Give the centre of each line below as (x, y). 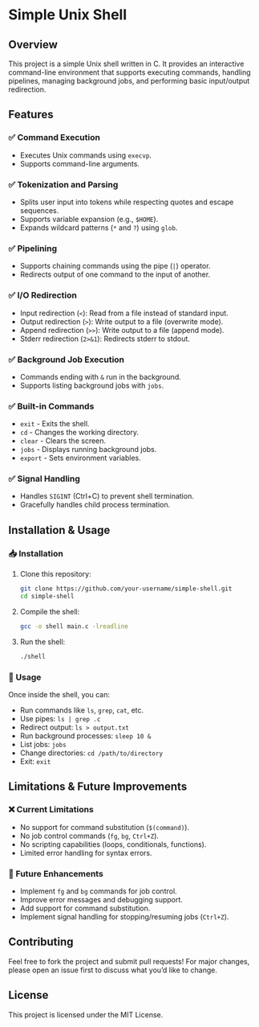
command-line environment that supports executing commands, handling (129, 72)
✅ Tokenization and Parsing (63, 184)
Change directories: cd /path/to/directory (91, 753)
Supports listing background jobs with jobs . (92, 385)
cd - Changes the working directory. (79, 433)
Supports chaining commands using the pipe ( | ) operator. (115, 266)
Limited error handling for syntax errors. (86, 852)
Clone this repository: (55, 574)
